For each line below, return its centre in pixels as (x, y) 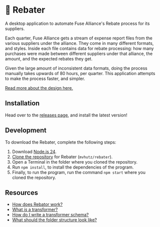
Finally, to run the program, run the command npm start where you (79, 172)
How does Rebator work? (37, 205)
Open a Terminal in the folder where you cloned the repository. (75, 162)
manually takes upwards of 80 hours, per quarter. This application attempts (80, 73)
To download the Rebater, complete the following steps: (61, 142)
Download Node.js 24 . (34, 151)
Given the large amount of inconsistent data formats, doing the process (76, 68)
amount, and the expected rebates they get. (49, 58)
